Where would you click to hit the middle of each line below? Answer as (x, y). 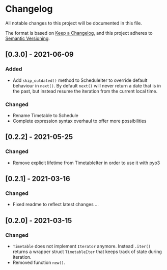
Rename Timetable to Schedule (46, 115)
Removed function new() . (39, 262)
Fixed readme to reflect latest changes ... (56, 205)
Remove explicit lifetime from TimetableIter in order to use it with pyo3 (86, 163)
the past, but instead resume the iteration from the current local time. (85, 91)
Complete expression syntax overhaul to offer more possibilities (79, 121)
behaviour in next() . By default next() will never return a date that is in (87, 85)
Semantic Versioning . (27, 38)
